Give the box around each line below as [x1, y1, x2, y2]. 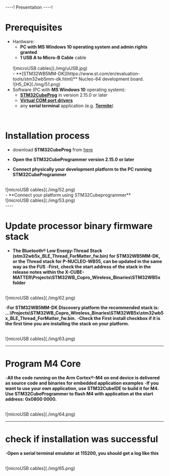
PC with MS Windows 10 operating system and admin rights [20, 44, 148, 50]
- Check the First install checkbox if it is [77, 315, 160, 321]
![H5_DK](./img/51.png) [12, 81, 61, 87]
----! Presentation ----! [5, 5, 53, 10]
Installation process [5, 130, 90, 141]
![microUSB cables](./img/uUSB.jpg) [12, 65, 88, 71]
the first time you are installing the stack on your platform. [5, 321, 130, 327]
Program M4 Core [5, 358, 81, 369]
